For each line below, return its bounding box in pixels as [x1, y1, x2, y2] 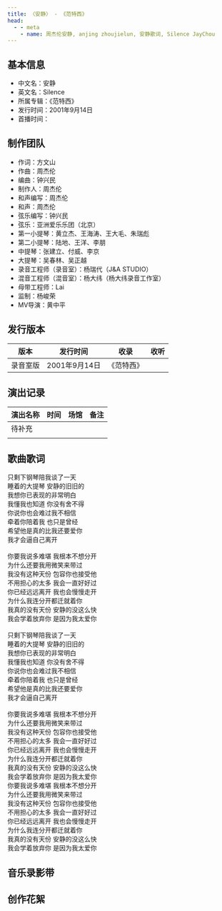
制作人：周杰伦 [17, 184, 62, 193]
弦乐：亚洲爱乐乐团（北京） [17, 220, 100, 228]
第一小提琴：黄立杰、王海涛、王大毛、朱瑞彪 [17, 229, 150, 238]
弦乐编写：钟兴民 [17, 211, 69, 220]
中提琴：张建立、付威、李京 [17, 247, 100, 256]
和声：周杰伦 [17, 202, 56, 211]
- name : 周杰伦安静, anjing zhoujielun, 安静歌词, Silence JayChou [20, 30, 216, 38]
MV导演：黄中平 [17, 301, 66, 309]
